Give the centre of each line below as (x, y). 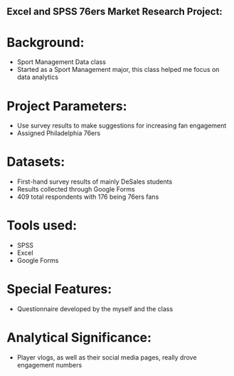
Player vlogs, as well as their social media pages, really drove (107, 357)
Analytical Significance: (79, 338)
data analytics (37, 77)
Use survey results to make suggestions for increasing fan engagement (122, 126)
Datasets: (36, 162)
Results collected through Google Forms (76, 189)
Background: (46, 42)
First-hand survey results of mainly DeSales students (95, 182)
